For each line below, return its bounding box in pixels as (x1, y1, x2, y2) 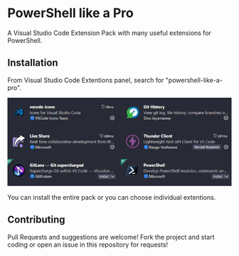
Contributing (7, 214, 65, 226)
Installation (7, 57, 58, 69)
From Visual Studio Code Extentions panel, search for (7, 76, 164, 84)
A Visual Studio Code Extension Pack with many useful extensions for (7, 29, 212, 37)
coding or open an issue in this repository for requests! (7, 240, 169, 249)
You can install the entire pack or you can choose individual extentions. (7, 193, 216, 202)
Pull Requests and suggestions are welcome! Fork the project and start (7, 232, 215, 241)
